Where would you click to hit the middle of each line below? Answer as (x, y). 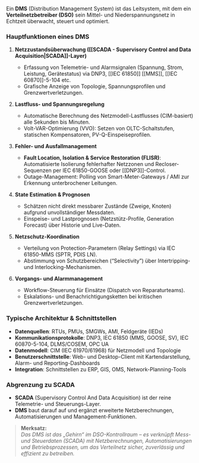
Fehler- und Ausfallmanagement (56, 146)
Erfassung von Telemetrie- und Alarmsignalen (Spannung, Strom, (103, 67)
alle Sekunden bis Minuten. (57, 122)
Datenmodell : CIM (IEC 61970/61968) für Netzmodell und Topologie (98, 350)
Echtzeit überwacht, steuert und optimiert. (58, 21)
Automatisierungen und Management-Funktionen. (76, 417)
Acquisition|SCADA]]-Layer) (51, 56)
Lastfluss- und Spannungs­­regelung (60, 104)
